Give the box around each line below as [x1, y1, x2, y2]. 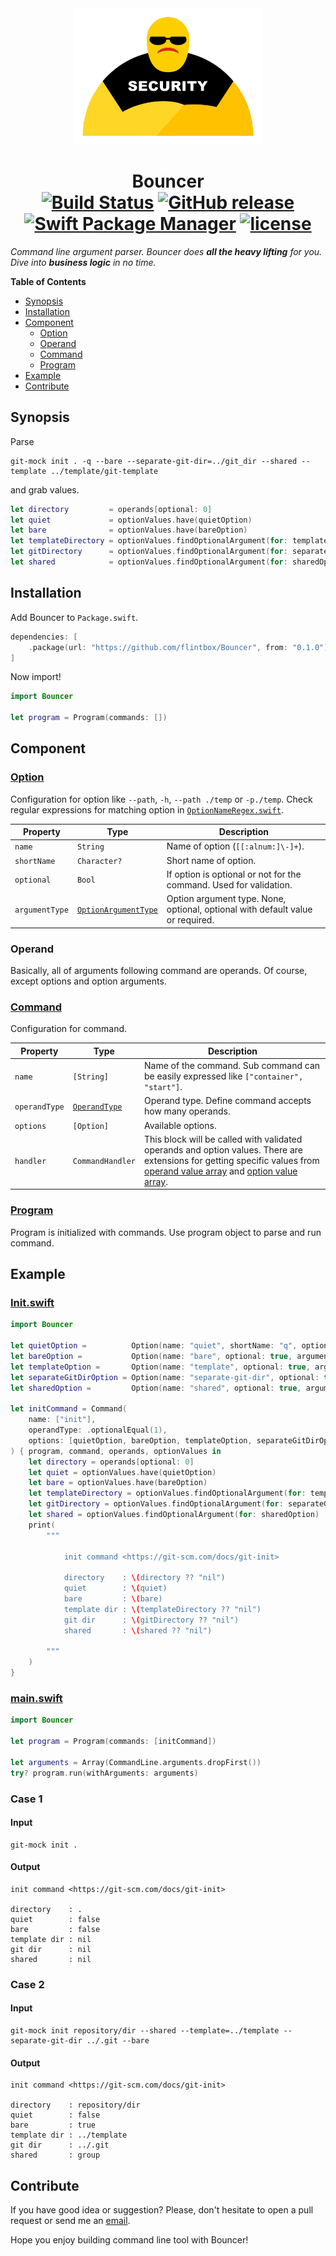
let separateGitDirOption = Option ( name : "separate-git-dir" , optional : [10, 1372, 320, 1382]
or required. [166, 914, 215, 926]
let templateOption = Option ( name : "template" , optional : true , [10, 1362, 311, 1372]
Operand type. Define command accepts [143, 1095, 312, 1107]
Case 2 [10, 1977, 45, 1991]
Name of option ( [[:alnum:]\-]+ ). [166, 840, 305, 852]
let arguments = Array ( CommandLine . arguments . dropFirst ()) [10, 1757, 262, 1767]
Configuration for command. [10, 1023, 128, 1035]
